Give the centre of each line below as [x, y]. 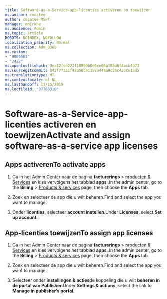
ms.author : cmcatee [25, 15]
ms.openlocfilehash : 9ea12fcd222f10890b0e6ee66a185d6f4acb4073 [72, 66]
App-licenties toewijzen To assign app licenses [79, 233]
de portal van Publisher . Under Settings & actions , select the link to [82, 286]
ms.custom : [16, 52]
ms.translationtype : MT [30, 75]
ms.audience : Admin [25, 29]
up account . [25, 217]
